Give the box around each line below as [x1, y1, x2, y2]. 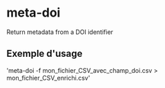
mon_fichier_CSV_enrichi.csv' [6, 73, 90, 82]
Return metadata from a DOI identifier [6, 28, 113, 36]
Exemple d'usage [6, 48, 83, 60]
